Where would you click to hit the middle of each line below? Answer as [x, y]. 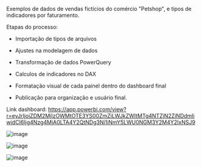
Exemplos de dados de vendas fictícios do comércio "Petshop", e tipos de [99, 9]
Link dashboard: [26, 109]
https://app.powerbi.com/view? [87, 109]
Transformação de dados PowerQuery [63, 62]
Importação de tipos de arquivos [56, 39]
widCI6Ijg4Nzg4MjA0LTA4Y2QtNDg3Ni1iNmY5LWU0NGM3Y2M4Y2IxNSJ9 [101, 122]
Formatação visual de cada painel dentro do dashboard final [90, 86]
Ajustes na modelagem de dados [56, 50]
